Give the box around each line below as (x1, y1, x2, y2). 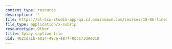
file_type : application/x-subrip (5, 21, 77, 27)
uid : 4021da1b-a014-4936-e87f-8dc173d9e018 (5, 36, 100, 41)
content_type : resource (5, 7, 56, 13)
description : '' (5, 12, 40, 17)
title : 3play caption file (5, 31, 63, 36)
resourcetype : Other (5, 27, 50, 32)
